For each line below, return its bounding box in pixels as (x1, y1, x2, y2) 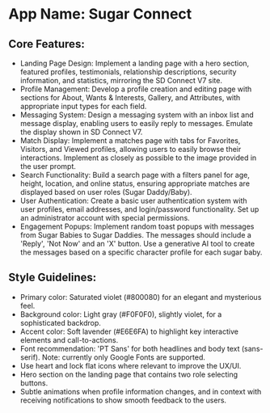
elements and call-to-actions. (19, 335, 119, 344)
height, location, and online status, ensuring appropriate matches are (19, 179, 251, 188)
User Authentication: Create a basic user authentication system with (19, 196, 248, 205)
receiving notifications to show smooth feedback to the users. (19, 395, 227, 405)
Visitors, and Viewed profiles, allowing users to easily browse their (19, 145, 242, 154)
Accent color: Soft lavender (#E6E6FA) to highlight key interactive (19, 327, 238, 336)
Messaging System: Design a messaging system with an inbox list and (19, 110, 255, 120)
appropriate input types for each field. (19, 102, 147, 111)
